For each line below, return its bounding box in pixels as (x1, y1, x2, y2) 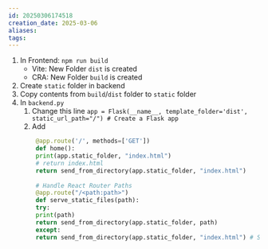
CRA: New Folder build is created (31, 72, 143, 82)
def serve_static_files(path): (35, 196, 140, 204)
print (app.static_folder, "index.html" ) (35, 152, 171, 160)
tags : (8, 33, 26, 42)
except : (35, 226, 61, 234)
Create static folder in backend (19, 81, 125, 91)
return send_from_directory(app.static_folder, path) (35, 218, 218, 227)
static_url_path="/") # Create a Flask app (31, 115, 179, 123)
